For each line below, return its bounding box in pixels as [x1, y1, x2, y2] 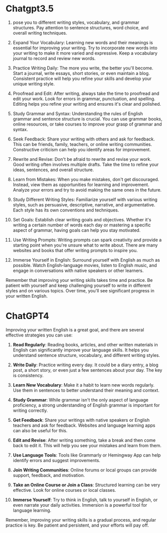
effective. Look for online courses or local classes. [12, 487, 116, 493]
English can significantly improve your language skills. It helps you [12, 347, 149, 353]
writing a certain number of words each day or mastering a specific [12, 222, 151, 228]
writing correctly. [12, 407, 48, 413]
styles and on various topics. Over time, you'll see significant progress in [5, 287, 155, 293]
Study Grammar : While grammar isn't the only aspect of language [12, 397, 149, 402]
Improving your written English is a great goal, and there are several [5, 327, 145, 333]
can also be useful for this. [12, 427, 68, 433]
